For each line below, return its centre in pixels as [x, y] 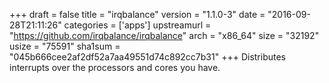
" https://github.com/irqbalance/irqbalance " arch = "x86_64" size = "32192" [164, 35]
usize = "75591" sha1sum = [65, 46]
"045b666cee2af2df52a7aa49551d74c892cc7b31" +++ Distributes [147, 57]
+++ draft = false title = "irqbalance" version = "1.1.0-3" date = [137, 14]
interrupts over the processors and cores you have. [115, 67]
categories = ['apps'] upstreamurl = [137, 25]
